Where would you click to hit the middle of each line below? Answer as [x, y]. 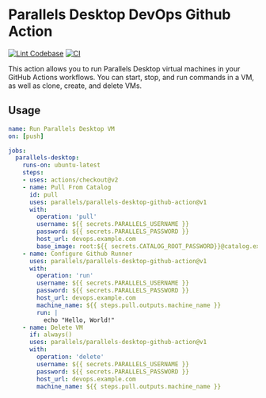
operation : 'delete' [70, 357]
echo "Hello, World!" [79, 320]
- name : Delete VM [53, 327]
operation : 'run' [65, 276]
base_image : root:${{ [72, 246]
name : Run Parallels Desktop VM [61, 128]
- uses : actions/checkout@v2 [70, 180]
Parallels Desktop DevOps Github [120, 15]
